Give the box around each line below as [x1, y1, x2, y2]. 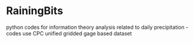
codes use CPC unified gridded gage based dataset [6, 29, 132, 37]
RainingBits [6, 4, 64, 18]
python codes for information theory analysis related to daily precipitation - [6, 24, 189, 31]
